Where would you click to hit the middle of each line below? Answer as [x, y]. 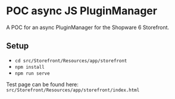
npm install [29, 67]
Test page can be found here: [43, 84]
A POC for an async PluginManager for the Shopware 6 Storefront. [88, 27]
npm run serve [32, 73]
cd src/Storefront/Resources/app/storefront [71, 60]
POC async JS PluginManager [82, 11]
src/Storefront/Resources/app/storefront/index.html [73, 90]
